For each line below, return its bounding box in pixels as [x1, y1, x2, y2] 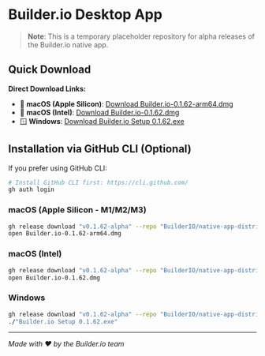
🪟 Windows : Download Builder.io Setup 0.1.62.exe [19, 116, 185, 126]
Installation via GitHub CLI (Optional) [8, 142, 192, 156]
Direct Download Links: [8, 84, 87, 93]
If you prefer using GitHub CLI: [8, 163, 108, 173]
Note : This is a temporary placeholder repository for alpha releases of [27, 32, 255, 41]
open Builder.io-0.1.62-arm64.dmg [8, 230, 122, 238]
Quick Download [8, 63, 91, 77]
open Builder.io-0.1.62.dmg [8, 274, 101, 282]
